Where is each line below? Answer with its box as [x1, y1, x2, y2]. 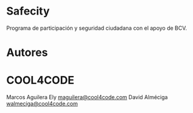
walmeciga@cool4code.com [6, 100, 78, 108]
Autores [6, 46, 48, 60]
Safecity [6, 4, 50, 18]
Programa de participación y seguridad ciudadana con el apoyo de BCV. [6, 24, 188, 32]
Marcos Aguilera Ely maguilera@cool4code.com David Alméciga [6, 94, 168, 101]
